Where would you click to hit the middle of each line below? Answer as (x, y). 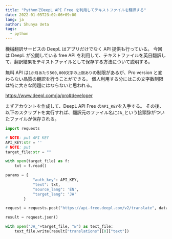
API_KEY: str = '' (24, 142)
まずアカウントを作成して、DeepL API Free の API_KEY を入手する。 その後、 (85, 106)
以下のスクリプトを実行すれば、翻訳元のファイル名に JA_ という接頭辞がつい (85, 112)
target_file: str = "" (28, 152)
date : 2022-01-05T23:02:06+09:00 (41, 15)
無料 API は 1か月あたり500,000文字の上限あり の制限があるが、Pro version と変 (84, 73)
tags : (11, 29)
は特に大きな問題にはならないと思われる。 (50, 85)
